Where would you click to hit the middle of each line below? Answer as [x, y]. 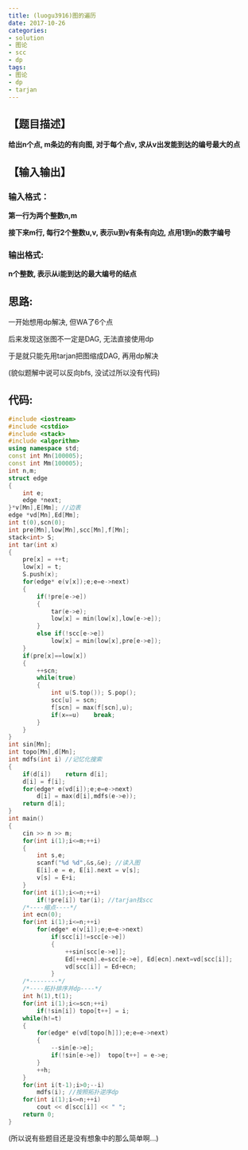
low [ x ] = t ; [42, 567]
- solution [26, 38]
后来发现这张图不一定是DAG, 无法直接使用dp [81, 338]
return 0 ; [39, 1115]
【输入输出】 [40, 172]
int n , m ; [23, 470]
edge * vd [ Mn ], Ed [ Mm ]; [44, 515]
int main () [26, 819]
